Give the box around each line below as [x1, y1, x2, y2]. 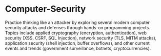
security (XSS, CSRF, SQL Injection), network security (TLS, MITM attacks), [5, 35, 157, 41]
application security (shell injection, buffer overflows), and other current [5, 40, 150, 46]
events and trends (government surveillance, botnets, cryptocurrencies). [5, 45, 151, 51]
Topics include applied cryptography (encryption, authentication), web [5, 30, 147, 36]
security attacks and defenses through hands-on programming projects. [5, 24, 150, 30]
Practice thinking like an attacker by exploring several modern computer [5, 19, 150, 25]
